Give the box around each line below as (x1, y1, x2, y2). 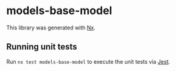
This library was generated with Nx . (6, 24, 96, 31)
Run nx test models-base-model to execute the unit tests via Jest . (6, 58, 171, 65)
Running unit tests (6, 42, 77, 52)
